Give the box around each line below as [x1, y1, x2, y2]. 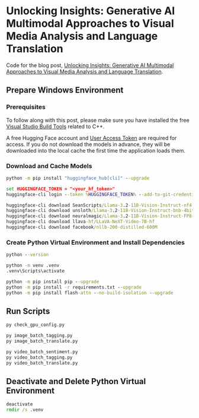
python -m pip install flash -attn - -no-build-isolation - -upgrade [6, 290, 174, 296]
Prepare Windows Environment [6, 85, 124, 96]
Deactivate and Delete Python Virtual [6, 376, 146, 387]
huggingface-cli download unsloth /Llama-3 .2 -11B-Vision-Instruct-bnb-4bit [6, 208, 195, 214]
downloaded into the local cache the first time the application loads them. [6, 147, 185, 154]
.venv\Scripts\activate [6, 268, 65, 274]
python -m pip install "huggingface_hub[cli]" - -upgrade [6, 175, 150, 181]
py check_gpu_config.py [6, 322, 65, 328]
